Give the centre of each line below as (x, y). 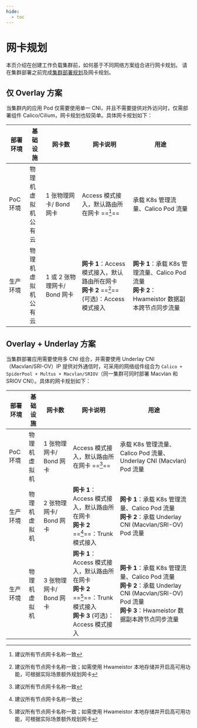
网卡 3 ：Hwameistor (148, 610)
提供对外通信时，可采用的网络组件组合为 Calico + (123, 366)
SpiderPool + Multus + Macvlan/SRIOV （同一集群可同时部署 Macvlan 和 (92, 374)
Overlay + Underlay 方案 (51, 344)
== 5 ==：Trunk (93, 597)
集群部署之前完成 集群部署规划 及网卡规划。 (62, 73)
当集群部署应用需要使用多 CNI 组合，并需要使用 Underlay (75, 359)
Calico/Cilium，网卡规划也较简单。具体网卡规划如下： (88, 116)
